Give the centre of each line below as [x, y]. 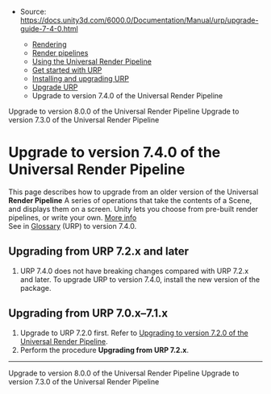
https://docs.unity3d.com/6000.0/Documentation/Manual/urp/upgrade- [139, 20]
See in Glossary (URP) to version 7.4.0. [73, 226]
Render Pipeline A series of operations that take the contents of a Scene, [130, 200]
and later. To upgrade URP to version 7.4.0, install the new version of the [140, 279]
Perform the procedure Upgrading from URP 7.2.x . [104, 350]
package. [35, 288]
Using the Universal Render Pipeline [92, 61]
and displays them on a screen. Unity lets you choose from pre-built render [133, 209]
